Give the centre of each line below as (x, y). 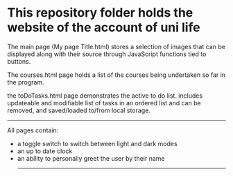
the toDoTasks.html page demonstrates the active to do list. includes (105, 96)
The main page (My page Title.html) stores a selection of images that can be (116, 46)
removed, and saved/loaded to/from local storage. (79, 110)
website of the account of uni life (104, 27)
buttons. (19, 61)
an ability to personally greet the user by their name (91, 158)
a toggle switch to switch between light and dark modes (97, 143)
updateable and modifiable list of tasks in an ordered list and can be (104, 103)
